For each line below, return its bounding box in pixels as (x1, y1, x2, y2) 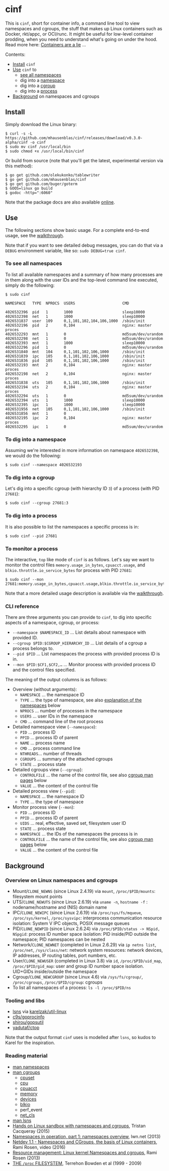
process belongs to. (12, 645, 54, 652)
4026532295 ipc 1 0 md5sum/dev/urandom (5, 424, 163, 429)
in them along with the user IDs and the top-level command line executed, (5, 277, 158, 283)
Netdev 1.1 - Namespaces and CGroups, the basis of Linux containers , (12, 1139, 157, 1145)
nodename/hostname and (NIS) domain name (12, 904, 107, 910)
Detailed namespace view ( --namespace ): (12, 724, 97, 730)
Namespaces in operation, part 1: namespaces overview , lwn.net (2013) (12, 1133, 161, 1139)
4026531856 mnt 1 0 (5, 411, 66, 416)
